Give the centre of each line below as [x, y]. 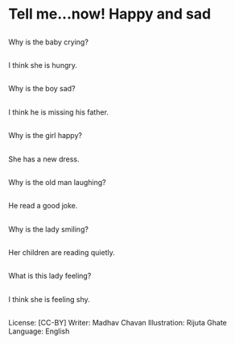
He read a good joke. [43, 206]
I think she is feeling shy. [49, 299]
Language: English [39, 331]
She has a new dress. [44, 159]
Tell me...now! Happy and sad [110, 14]
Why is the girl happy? [45, 136]
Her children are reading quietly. [62, 253]
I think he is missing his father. [58, 112]
